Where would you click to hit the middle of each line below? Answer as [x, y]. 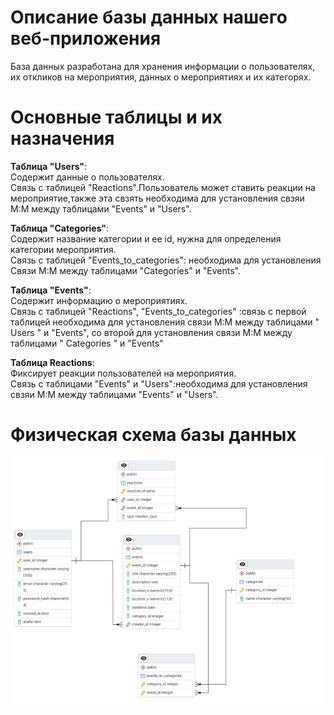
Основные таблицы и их [116, 117]
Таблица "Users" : [49, 166]
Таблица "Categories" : [60, 228]
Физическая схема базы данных [153, 435]
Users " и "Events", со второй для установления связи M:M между [151, 332]
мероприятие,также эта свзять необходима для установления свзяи [157, 198]
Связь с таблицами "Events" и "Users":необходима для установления [159, 383]
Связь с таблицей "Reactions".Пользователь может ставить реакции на [163, 187]
